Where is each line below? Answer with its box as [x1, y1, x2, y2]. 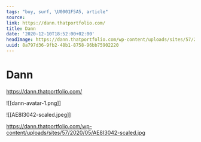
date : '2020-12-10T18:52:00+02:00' [6, 31, 95, 37]
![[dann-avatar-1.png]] [6, 99, 62, 107]
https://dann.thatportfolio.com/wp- [6, 122, 93, 129]
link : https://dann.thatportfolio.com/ [6, 20, 106, 26]
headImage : [6, 37, 33, 43]
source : [6, 14, 26, 20]
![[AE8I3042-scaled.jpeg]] [6, 111, 71, 118]
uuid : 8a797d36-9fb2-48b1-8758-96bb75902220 [6, 43, 119, 49]
